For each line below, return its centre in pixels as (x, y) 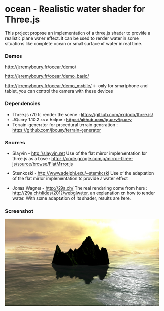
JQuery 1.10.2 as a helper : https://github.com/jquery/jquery (72, 120)
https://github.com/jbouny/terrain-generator (56, 130)
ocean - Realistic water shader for (75, 9)
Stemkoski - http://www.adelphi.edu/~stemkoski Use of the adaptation (83, 173)
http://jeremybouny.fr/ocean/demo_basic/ (47, 76)
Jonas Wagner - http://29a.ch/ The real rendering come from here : (80, 188)
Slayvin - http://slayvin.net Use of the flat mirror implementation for (80, 153)
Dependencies (23, 104)
